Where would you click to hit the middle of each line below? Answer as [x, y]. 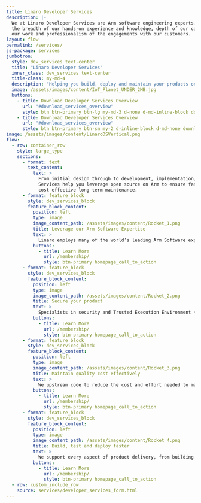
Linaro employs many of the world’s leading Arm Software [112, 240]
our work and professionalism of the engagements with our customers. [101, 34]
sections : [29, 156]
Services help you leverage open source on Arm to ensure [112, 184]
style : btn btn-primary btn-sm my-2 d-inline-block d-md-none [101, 129]
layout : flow [22, 40]
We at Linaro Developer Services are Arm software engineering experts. [104, 23]
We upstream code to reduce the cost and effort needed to [113, 385]
